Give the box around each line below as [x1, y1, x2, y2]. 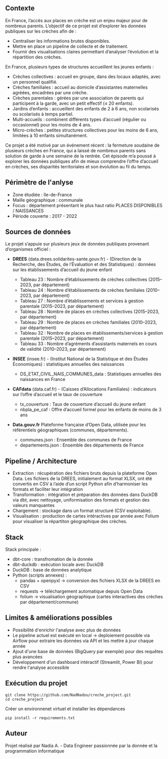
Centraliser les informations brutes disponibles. [12, 38, 110, 44]
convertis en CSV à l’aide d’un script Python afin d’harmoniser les [12, 481, 148, 487]
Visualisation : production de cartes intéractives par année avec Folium [12, 513, 159, 519]
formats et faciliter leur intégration [12, 486, 83, 492]
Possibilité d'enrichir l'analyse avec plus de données [12, 627, 121, 633]
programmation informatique [5, 748, 65, 754]
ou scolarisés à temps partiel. [12, 111, 74, 117]
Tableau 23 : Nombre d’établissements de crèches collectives [20, 277, 147, 283]
